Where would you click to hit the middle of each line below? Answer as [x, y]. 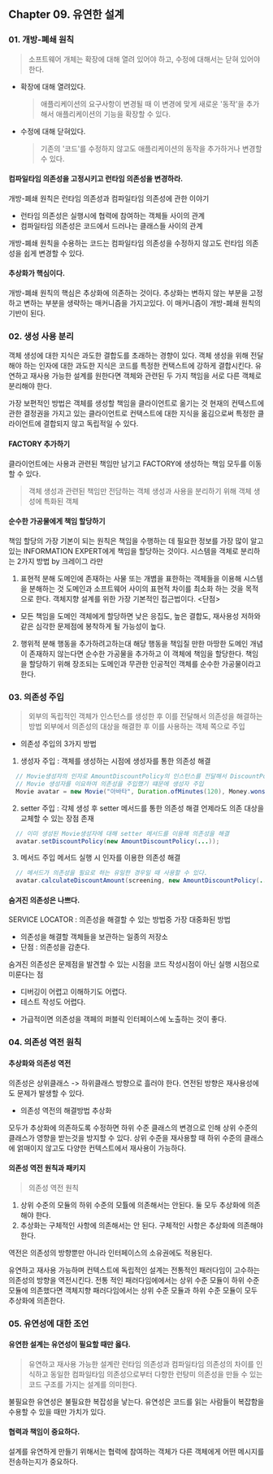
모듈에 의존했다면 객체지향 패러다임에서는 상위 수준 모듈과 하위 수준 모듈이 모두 [133, 1290]
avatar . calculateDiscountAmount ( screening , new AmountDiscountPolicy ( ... [143, 880]
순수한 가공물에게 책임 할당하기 [57, 521]
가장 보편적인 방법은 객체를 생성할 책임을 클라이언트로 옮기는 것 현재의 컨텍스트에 [136, 403]
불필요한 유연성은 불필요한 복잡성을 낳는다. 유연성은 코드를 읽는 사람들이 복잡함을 [136, 1402]
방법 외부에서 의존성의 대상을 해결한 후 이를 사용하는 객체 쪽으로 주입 [136, 727]
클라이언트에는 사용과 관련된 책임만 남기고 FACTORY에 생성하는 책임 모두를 [128, 463]
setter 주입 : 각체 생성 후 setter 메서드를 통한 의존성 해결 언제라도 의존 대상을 [142, 808]
